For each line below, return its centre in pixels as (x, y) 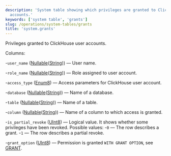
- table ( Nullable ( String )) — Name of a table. (52, 103)
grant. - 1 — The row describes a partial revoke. (55, 133)
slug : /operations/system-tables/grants (49, 24)
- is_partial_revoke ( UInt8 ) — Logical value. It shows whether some (77, 122)
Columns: (15, 53)
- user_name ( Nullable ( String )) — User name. (51, 63)
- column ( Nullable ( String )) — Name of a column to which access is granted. (84, 112)
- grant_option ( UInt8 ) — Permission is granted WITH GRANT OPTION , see (79, 143)
